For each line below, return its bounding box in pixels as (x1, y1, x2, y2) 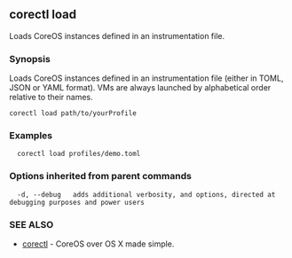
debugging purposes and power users (9, 198, 145, 207)
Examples (9, 129, 53, 142)
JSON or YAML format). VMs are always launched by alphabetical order (9, 82, 272, 93)
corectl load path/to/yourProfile (9, 109, 138, 118)
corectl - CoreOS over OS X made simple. (21, 238, 175, 249)
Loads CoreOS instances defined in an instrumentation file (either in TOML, (9, 73, 284, 83)
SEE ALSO (9, 218, 54, 231)
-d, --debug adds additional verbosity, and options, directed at (17, 190, 276, 199)
